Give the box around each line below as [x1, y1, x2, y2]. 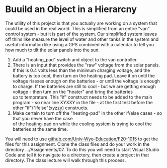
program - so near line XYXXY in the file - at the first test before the [12, 99, 153, 105]
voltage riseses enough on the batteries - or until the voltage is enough [12, 78, 160, 84]
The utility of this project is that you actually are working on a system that [5, 20, 157, 26]
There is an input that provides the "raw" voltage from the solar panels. [12, 62, 160, 68]
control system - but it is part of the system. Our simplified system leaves [5, 31, 157, 37]
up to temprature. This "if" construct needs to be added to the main [12, 94, 152, 100]
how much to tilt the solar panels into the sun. [5, 47, 100, 53]
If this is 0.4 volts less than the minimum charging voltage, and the [12, 67, 150, 73]
